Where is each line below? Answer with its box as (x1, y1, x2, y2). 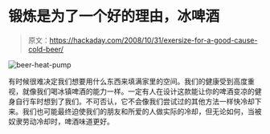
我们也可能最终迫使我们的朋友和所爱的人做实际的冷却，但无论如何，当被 (22, 106, 262, 116)
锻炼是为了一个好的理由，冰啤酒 (8, 7, 220, 26)
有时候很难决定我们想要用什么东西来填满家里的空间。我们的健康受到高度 (8, 76, 247, 86)
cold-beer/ (27, 44, 64, 54)
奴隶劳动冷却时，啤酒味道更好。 (8, 116, 114, 126)
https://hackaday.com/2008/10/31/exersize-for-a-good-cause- (49, 35, 258, 45)
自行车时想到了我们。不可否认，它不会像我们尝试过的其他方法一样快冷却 (14, 96, 255, 106)
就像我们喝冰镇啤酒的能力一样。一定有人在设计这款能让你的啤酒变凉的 (22, 86, 255, 96)
